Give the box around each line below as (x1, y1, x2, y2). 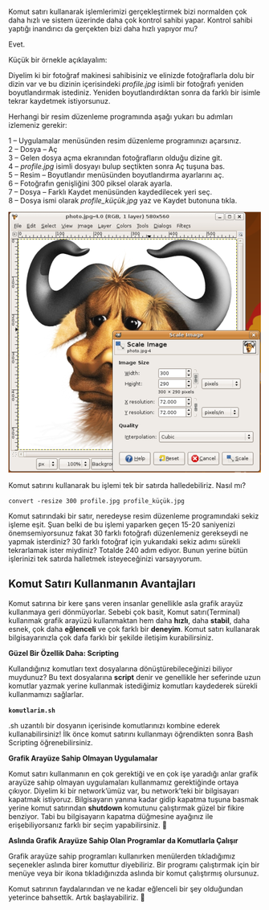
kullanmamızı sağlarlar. (8, 689, 84, 699)
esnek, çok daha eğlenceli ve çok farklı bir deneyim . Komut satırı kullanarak (8, 624, 260, 633)
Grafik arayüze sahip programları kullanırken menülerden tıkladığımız (8, 851, 235, 861)
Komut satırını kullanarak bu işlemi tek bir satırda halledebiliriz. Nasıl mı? (8, 481, 247, 490)
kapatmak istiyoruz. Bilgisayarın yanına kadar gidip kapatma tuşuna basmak (8, 794, 259, 804)
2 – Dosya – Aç (8, 145, 58, 154)
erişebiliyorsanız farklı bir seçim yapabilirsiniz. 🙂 (8, 820, 167, 830)
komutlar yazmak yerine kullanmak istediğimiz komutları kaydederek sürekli (8, 681, 259, 691)
